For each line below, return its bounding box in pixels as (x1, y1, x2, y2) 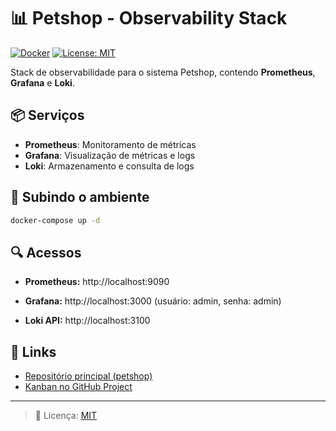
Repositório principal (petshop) (24, 370, 153, 382)
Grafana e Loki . (10, 76, 75, 89)
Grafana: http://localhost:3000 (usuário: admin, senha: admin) (24, 295, 282, 307)
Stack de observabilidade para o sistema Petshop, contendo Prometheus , (10, 66, 316, 78)
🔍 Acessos (10, 244, 82, 261)
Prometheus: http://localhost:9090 (24, 276, 170, 288)
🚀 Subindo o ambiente (10, 189, 150, 206)
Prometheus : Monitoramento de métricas (24, 138, 197, 150)
